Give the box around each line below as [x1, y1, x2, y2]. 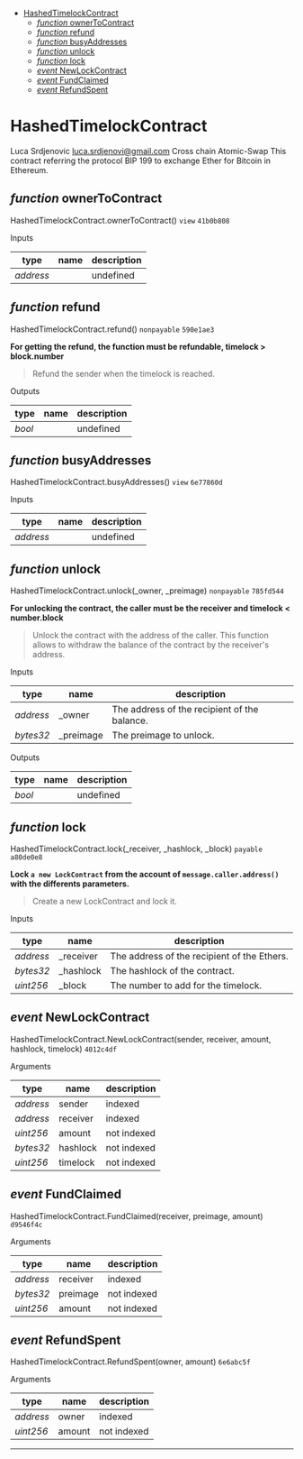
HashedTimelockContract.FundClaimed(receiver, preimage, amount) [10, 1210, 263, 1221]
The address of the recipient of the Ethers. [110, 950, 289, 962]
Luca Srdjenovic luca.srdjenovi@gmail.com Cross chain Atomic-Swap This [10, 145, 287, 156]
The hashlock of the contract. [110, 965, 235, 977]
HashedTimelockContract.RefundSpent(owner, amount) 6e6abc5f [10, 1356, 251, 1367]
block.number [10, 351, 65, 362]
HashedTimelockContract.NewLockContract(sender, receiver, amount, [10, 1033, 272, 1044]
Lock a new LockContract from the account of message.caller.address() [10, 869, 280, 879]
